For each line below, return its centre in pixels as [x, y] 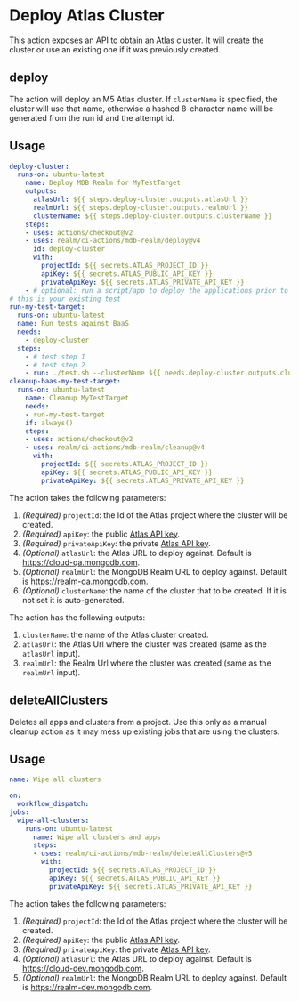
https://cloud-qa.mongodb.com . [81, 562]
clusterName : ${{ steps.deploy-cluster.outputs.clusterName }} [153, 216]
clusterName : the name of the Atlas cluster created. [115, 634]
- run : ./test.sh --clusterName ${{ [93, 373]
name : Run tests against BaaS [73, 324]
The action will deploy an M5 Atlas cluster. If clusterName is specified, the [143, 99]
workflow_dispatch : [53, 804]
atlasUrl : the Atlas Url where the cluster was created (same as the [144, 644]
